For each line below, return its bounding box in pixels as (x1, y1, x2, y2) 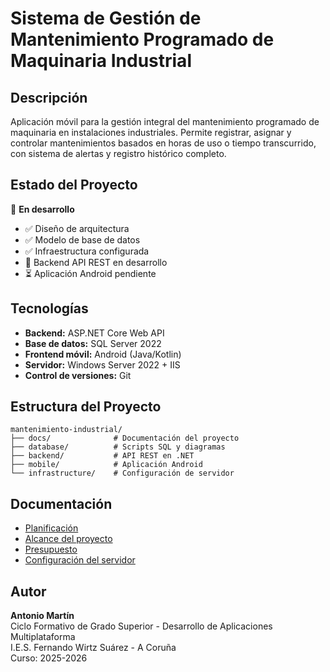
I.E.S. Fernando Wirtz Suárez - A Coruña (10, 642, 177, 654)
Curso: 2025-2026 (10, 652, 88, 664)
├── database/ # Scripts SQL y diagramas (10, 442, 226, 452)
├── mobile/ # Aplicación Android (10, 460, 203, 470)
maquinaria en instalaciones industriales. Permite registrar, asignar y (10, 127, 292, 138)
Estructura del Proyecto (10, 398, 162, 416)
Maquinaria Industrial (10, 50, 192, 72)
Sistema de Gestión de (10, 7, 202, 30)
